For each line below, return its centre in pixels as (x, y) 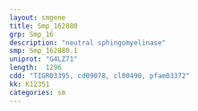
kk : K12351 (30, 84)
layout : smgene (38, 17)
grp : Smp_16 (31, 34)
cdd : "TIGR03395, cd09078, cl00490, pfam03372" (100, 76)
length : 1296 (36, 68)
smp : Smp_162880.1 (43, 51)
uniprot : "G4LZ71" (43, 59)
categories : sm (38, 92)
